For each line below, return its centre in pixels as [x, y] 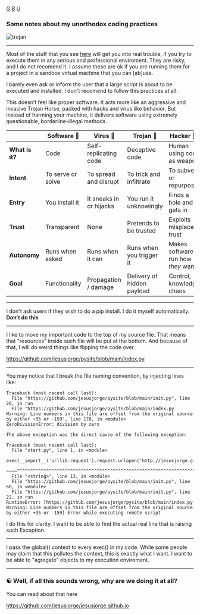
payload [138, 291]
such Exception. [26, 530]
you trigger [143, 255]
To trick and [144, 174]
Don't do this [22, 318]
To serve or [61, 174]
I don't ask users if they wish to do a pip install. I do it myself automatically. [98, 311]
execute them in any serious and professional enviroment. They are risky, [96, 60]
